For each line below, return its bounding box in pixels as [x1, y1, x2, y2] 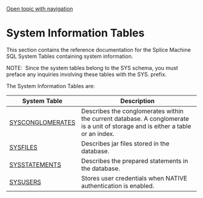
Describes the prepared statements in [81, 156, 188, 165]
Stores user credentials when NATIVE [81, 174, 187, 182]
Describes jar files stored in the [81, 139, 170, 147]
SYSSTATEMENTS [9, 160, 62, 168]
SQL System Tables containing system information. [6, 53, 134, 60]
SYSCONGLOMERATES [9, 118, 76, 126]
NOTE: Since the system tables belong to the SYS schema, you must [6, 64, 178, 71]
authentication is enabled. [81, 181, 155, 190]
